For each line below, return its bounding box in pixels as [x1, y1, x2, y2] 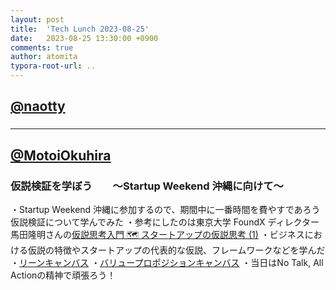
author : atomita [10, 52, 78, 62]
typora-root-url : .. [10, 61, 97, 71]
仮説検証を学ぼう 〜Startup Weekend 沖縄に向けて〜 [10, 179, 284, 193]
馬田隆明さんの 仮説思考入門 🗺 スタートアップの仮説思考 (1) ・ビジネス [10, 229, 305, 240]
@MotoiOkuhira [10, 147, 112, 164]
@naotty [10, 98, 66, 115]
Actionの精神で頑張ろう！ [10, 269, 117, 281]
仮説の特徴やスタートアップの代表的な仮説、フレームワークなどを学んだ [27, 244, 326, 256]
